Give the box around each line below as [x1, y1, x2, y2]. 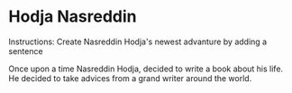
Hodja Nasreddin [8, 6, 137, 27]
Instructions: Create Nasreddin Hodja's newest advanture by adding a [8, 36, 268, 47]
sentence [8, 45, 43, 56]
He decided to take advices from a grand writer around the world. [8, 72, 252, 83]
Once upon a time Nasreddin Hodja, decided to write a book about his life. [8, 63, 284, 74]
